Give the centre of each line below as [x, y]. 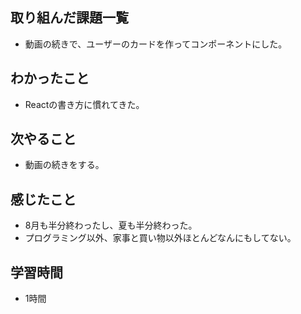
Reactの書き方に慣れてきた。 [84, 104]
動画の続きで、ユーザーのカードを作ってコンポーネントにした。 [156, 44]
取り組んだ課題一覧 [69, 18]
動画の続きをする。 [64, 165]
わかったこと [50, 78]
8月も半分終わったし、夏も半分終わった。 [111, 225]
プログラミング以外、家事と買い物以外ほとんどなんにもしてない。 [160, 238]
